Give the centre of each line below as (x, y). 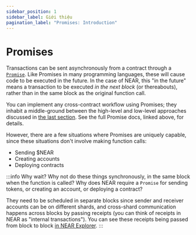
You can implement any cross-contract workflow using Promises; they (92, 105)
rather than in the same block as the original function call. (76, 93)
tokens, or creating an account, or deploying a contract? (74, 189)
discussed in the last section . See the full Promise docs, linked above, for (95, 117)
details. (15, 123)
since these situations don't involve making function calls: (76, 141)
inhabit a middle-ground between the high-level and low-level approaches (97, 111)
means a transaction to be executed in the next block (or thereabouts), (92, 87)
